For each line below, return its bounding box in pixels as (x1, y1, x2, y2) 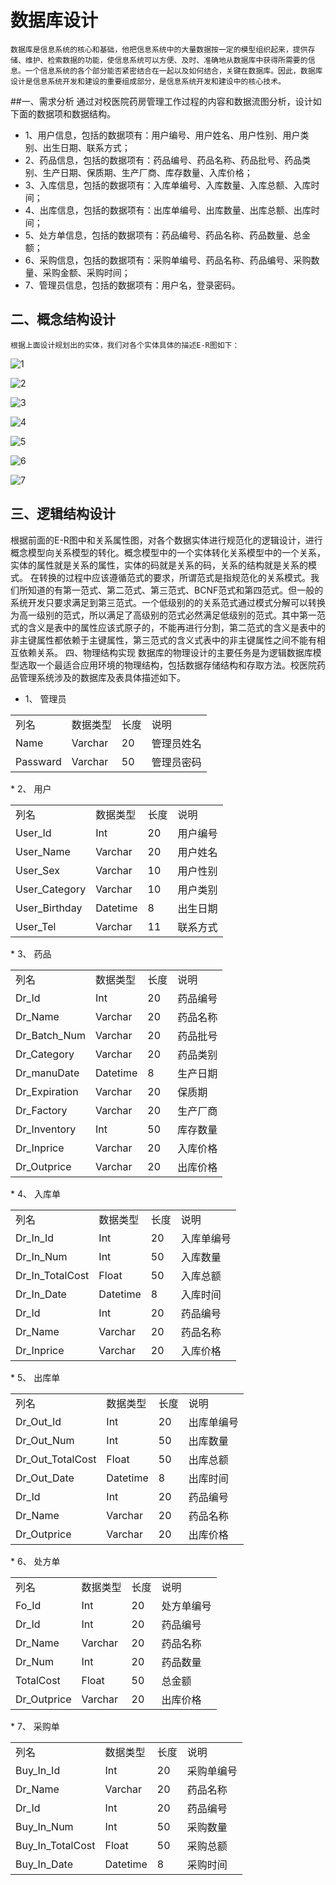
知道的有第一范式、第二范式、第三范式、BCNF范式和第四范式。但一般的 (27, 584, 324, 596)
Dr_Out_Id (15, 1414, 62, 1428)
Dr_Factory (15, 1103, 68, 1117)
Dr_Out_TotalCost (15, 1452, 97, 1466)
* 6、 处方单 (10, 1555, 61, 1567)
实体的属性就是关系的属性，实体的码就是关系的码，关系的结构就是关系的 (10, 559, 308, 571)
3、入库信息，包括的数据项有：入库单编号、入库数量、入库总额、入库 (24, 179, 312, 191)
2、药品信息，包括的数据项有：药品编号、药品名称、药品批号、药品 (24, 154, 303, 166)
